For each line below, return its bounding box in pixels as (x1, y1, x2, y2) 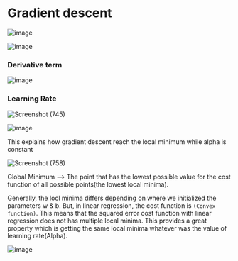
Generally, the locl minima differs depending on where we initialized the (7, 194, 217, 202)
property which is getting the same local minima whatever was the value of (7, 223, 227, 232)
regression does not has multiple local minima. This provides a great (7, 216, 207, 225)
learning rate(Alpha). (7, 231, 68, 240)
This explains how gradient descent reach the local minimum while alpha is (7, 137, 227, 146)
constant (7, 145, 33, 153)
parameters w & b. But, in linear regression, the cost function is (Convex (7, 201, 216, 210)
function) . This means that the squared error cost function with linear (7, 209, 212, 217)
